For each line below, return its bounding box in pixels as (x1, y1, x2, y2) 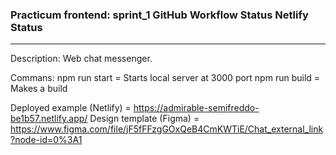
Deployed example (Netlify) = (10, 102, 132, 114)
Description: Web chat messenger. (10, 53, 153, 65)
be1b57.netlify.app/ (10, 113, 88, 125)
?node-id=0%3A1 (10, 134, 83, 146)
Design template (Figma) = (89, 113, 200, 125)
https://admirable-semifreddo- (133, 102, 260, 114)
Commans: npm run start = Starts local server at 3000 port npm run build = (10, 72, 321, 84)
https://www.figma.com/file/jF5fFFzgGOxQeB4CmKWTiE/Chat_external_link (10, 123, 324, 135)
